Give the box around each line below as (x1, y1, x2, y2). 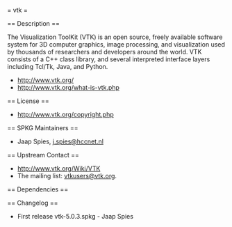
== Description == (7, 19, 60, 27)
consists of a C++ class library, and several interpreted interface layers (7, 55, 210, 63)
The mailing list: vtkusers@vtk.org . (17, 172, 117, 180)
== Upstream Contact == (7, 151, 80, 159)
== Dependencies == (7, 185, 69, 194)
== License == (7, 97, 50, 105)
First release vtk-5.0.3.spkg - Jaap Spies (17, 212, 134, 220)
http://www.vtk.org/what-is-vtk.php (17, 84, 120, 91)
